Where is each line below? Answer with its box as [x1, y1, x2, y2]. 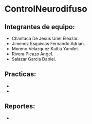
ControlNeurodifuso [4, 3, 88, 15]
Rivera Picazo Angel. [11, 51, 54, 57]
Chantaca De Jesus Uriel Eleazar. [11, 35, 79, 41]
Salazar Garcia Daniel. [11, 56, 56, 62]
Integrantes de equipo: [4, 23, 75, 31]
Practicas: [4, 70, 37, 78]
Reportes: [4, 102, 35, 110]
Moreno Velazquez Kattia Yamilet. [11, 46, 79, 51]
